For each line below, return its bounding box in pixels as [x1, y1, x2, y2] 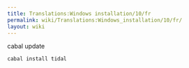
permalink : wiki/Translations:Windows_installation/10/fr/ [7, 17, 183, 24]
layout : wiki [7, 23, 45, 30]
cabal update [7, 42, 45, 51]
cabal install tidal [7, 56, 68, 62]
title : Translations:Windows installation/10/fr [7, 10, 151, 17]
